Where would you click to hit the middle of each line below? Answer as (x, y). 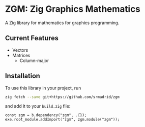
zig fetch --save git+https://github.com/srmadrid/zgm (62, 97)
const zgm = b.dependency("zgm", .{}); (46, 115)
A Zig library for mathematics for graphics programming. (62, 23)
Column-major (34, 61)
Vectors (20, 50)
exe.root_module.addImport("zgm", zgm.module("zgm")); (62, 120)
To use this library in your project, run (43, 88)
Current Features (32, 38)
